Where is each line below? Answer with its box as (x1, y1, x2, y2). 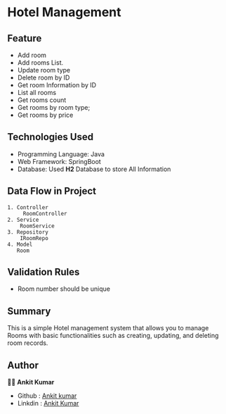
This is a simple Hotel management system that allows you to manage (7, 324, 209, 332)
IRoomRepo (20, 234, 49, 241)
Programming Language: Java (17, 149, 105, 158)
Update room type (17, 66, 71, 74)
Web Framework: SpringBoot (17, 157, 102, 165)
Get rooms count (17, 96, 67, 104)
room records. (7, 339, 48, 347)
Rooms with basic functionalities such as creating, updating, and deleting (7, 332, 219, 340)
